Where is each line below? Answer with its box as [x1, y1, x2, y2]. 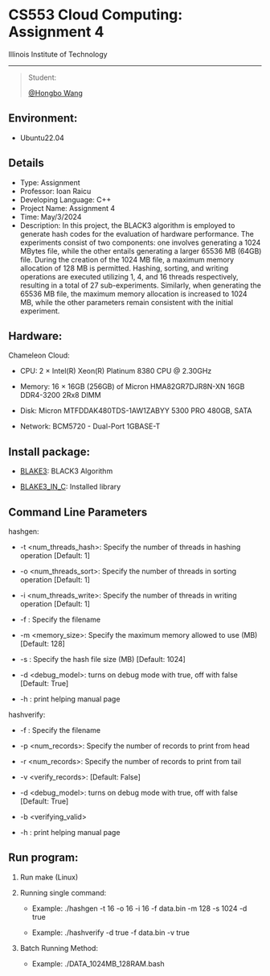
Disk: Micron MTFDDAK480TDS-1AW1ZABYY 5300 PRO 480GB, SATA [19, 406, 252, 416]
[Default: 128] [19, 639, 66, 648]
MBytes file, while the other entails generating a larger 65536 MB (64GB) [19, 246, 262, 255]
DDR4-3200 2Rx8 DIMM [19, 391, 102, 400]
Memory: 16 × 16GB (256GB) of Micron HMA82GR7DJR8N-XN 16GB [19, 382, 245, 391]
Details [8, 156, 44, 170]
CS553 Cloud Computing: [8, 6, 183, 24]
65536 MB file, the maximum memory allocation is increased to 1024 [19, 288, 247, 299]
